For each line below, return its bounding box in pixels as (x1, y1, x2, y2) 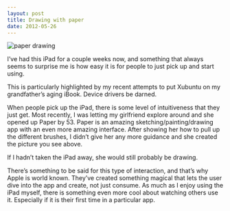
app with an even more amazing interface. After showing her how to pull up (7, 125, 220, 134)
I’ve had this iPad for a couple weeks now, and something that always (7, 55, 204, 63)
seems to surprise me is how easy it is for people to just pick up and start (7, 63, 214, 71)
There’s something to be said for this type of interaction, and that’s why (7, 166, 209, 175)
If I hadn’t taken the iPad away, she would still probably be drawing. (7, 153, 198, 162)
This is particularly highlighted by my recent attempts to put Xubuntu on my (7, 83, 221, 91)
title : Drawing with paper (7, 16, 84, 23)
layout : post (7, 10, 45, 17)
